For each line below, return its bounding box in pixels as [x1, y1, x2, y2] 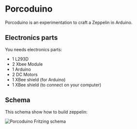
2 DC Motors [12, 72, 38, 77]
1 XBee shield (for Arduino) [12, 76, 66, 82]
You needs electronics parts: [5, 46, 62, 52]
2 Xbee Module [12, 61, 43, 67]
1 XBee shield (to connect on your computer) [12, 82, 102, 88]
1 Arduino [12, 66, 31, 72]
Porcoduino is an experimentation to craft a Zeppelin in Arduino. [5, 19, 133, 25]
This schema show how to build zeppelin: [5, 109, 88, 115]
